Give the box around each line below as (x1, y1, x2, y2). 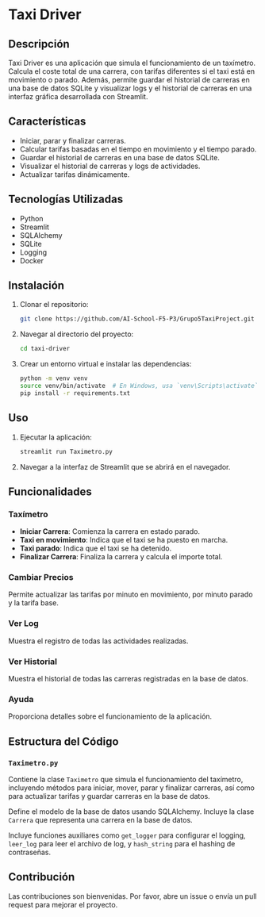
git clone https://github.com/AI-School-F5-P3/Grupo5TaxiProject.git (19, 315, 255, 323)
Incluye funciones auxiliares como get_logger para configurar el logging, (8, 831, 246, 840)
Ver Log (8, 618, 40, 629)
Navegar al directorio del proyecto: (19, 329, 134, 339)
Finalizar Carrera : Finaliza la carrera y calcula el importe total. (19, 552, 223, 562)
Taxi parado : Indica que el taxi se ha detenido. (19, 543, 172, 553)
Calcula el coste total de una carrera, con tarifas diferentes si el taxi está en (8, 67, 255, 76)
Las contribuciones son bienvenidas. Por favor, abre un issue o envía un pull (8, 891, 257, 901)
